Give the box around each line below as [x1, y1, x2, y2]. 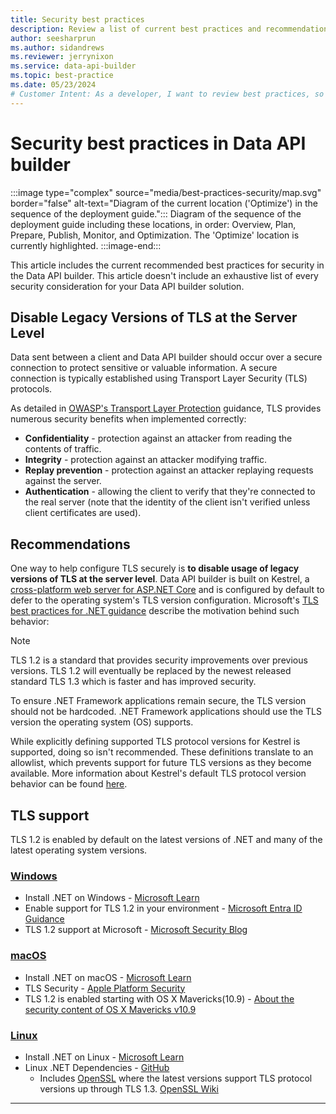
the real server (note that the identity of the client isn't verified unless [24, 496, 311, 508]
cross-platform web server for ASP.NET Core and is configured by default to [10, 584, 325, 596]
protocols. [10, 383, 53, 395]
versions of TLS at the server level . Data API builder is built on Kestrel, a [10, 573, 310, 585]
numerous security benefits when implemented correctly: [10, 413, 247, 425]
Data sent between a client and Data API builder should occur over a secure [10, 351, 323, 363]
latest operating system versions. [10, 844, 148, 856]
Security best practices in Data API [10, 132, 307, 155]
